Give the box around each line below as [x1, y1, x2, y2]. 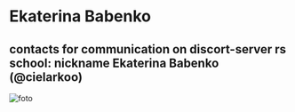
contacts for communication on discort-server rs [9, 42, 287, 57]
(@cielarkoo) [9, 69, 83, 84]
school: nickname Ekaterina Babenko [9, 55, 219, 70]
